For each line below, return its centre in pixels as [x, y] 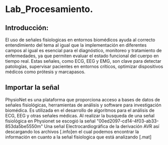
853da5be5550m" [24, 126]
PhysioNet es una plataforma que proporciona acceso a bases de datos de [82, 99]
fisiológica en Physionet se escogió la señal [50, 121]
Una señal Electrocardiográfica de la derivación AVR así [102, 126]
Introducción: [27, 28]
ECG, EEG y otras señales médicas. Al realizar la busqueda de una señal [80, 115]
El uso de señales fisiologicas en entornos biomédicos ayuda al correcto [80, 40]
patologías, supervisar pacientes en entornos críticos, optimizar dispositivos [84, 66]
